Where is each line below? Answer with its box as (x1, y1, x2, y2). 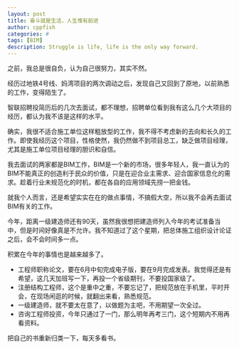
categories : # (7, 30, 50, 38)
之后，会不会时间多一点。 (7, 235, 83, 243)
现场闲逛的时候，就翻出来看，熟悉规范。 (36, 292, 155, 300)
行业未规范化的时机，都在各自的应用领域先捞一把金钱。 (31, 178, 194, 186)
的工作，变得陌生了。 (7, 88, 70, 96)
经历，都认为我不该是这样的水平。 (7, 112, 107, 120)
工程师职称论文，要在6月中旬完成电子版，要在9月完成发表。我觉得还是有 (17, 265, 232, 274)
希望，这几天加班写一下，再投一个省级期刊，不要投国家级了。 (17, 274, 199, 282)
